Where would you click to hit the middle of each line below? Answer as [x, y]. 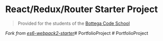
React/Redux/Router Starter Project [81, 9]
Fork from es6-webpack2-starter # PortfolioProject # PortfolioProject [77, 33]
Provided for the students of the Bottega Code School [74, 23]
